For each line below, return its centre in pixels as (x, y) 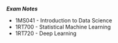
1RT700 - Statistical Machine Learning (63, 27)
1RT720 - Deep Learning (46, 33)
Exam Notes (22, 9)
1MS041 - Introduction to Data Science (64, 20)
